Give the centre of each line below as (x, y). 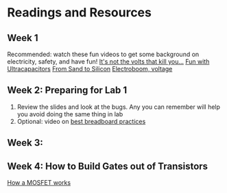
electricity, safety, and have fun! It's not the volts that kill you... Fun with (108, 62)
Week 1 (23, 38)
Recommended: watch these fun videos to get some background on (103, 54)
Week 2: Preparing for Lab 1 (67, 90)
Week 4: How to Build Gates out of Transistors (107, 166)
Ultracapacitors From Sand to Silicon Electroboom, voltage (90, 69)
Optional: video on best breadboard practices (81, 121)
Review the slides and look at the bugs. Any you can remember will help (119, 107)
